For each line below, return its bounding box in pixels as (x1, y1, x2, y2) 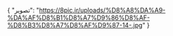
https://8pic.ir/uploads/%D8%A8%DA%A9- (39, 6, 166, 14)
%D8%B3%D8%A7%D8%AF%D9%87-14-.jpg (7, 21, 143, 29)
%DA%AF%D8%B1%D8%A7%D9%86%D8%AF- (7, 13, 150, 22)
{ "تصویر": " (7, 6, 40, 14)
